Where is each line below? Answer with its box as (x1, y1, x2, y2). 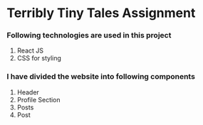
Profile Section (16, 95, 61, 104)
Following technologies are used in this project (6, 31, 172, 40)
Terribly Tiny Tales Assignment (6, 5, 196, 21)
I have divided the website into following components (6, 72, 195, 82)
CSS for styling (16, 54, 62, 62)
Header (16, 87, 40, 97)
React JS (16, 46, 44, 55)
